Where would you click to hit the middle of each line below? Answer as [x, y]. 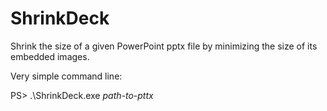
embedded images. [50, 56]
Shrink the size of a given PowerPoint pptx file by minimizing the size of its [164, 46]
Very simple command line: [66, 76]
